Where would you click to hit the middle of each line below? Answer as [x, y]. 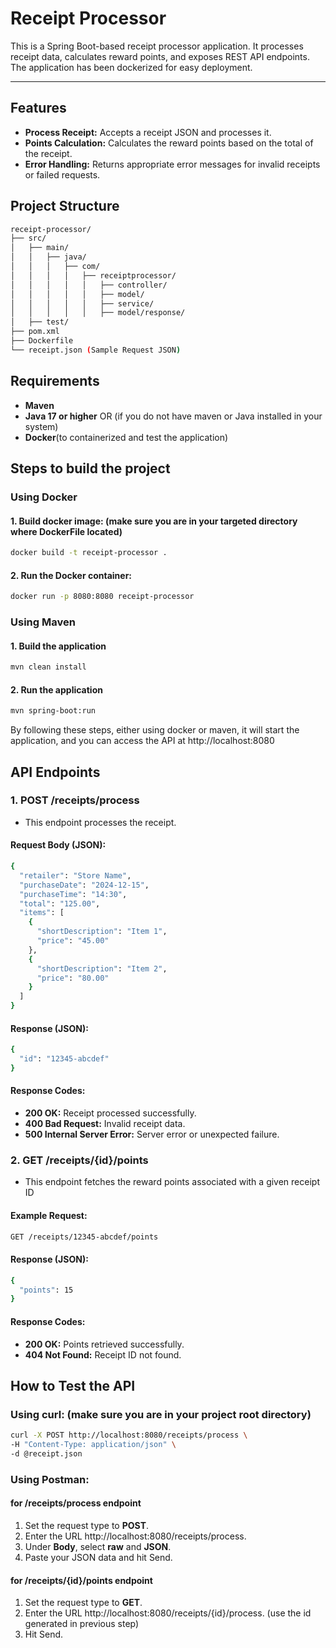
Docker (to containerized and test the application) [126, 437]
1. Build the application [58, 646]
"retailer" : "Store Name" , [75, 875]
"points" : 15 [46, 1290]
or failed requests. [62, 174]
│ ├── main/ [40, 248]
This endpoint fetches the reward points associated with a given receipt [172, 1182]
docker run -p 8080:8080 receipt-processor [102, 597]
